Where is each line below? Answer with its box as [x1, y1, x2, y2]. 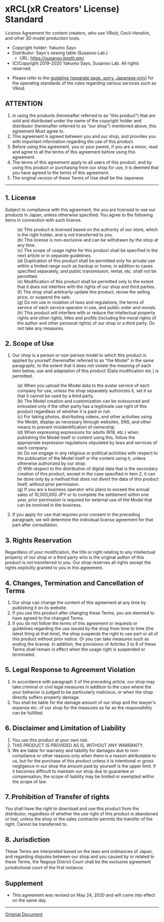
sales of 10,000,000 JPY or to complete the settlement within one [17, 492, 149, 497]
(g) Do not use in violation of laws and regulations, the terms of [17, 299, 144, 305]
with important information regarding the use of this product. [12, 138, 134, 144]
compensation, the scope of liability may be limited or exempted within [12, 773, 155, 779]
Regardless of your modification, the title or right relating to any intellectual [5, 549, 155, 555]
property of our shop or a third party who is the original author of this [5, 554, 144, 561]
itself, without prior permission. [17, 481, 80, 487]
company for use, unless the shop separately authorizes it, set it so [17, 388, 152, 394]
